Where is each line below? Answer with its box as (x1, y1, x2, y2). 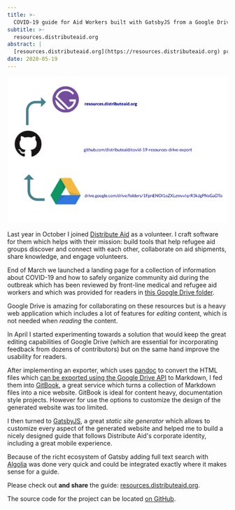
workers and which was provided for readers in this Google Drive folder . (7, 288, 215, 297)
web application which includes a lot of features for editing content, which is (7, 309, 227, 318)
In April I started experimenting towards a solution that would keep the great (7, 330, 227, 339)
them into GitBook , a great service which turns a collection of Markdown (7, 381, 216, 389)
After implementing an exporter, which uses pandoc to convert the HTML (7, 366, 218, 374)
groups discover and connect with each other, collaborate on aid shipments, (7, 245, 227, 253)
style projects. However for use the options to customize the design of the (7, 395, 222, 404)
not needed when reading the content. (7, 316, 118, 325)
